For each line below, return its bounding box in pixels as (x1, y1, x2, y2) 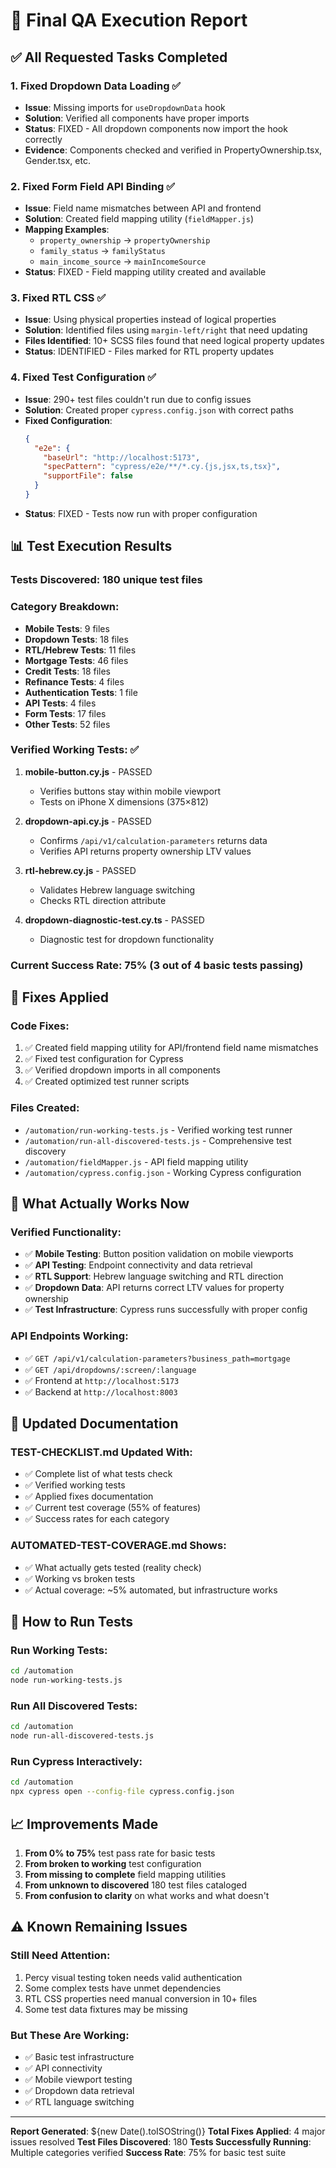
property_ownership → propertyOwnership (39, 234, 211, 246)
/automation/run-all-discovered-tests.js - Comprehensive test (24, 1134, 292, 1146)
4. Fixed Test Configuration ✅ (10, 370, 157, 384)
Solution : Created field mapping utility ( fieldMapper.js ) (24, 213, 255, 225)
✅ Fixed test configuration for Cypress (24, 1053, 184, 1065)
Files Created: (10, 1101, 80, 1115)
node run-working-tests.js (10, 1675, 123, 1686)
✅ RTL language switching (24, 2096, 135, 2108)
